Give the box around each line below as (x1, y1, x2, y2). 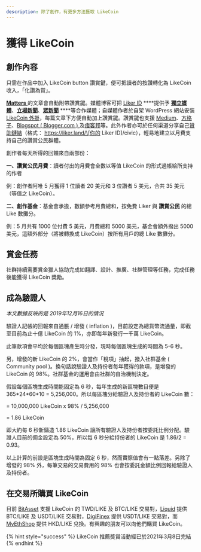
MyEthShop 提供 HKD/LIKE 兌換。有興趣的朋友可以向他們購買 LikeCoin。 (6, 520, 185, 527)
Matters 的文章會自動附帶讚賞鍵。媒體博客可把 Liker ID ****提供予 (6, 99, 170, 106)
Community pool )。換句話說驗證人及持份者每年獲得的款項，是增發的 (6, 363, 176, 370)
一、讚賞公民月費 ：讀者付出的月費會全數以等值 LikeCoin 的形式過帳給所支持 (6, 162, 193, 169)
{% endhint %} (6, 539, 43, 547)
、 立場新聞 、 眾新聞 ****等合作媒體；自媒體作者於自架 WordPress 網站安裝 (11, 106, 195, 114)
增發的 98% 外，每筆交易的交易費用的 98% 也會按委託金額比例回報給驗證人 (6, 462, 193, 469)
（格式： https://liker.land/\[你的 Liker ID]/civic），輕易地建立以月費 (22, 129, 186, 136)
